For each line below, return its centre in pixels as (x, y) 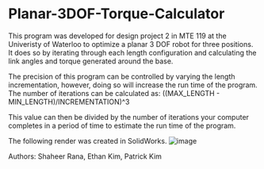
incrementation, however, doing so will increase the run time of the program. (133, 85)
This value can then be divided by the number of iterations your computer (129, 117)
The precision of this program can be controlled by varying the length (122, 76)
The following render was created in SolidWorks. (88, 140)
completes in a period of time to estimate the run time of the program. (122, 125)
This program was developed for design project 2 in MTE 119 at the (118, 36)
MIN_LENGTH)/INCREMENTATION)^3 (69, 102)
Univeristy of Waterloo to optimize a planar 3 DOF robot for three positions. (131, 44)
